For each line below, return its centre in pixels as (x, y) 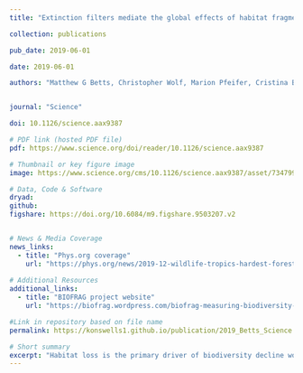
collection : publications (58, 34)
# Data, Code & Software (56, 189)
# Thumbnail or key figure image (72, 164)
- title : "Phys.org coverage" (74, 255)
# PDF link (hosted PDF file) (66, 140)
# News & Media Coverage (56, 238)
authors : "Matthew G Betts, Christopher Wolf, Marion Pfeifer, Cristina (149, 83)
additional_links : (44, 289)
